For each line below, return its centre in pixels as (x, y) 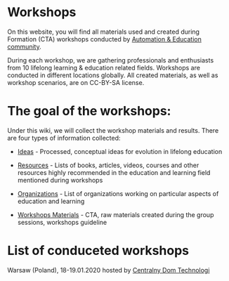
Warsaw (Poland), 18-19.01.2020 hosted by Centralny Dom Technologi (109, 270)
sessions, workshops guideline (62, 222)
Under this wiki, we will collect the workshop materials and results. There (113, 130)
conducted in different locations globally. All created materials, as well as (113, 75)
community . (25, 46)
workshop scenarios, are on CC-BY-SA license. (76, 82)
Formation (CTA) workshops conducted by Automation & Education (104, 39)
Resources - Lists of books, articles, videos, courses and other (108, 165)
